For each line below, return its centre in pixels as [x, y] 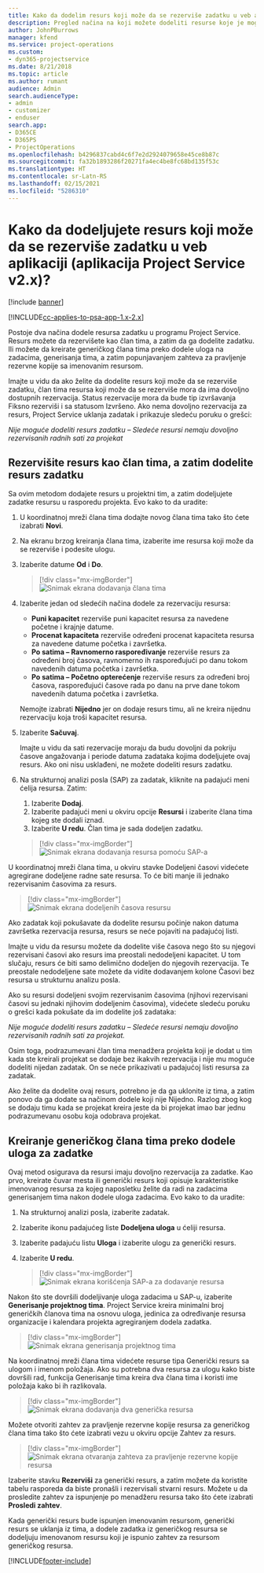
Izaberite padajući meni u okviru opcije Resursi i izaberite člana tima [142, 812]
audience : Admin [35, 88]
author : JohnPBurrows [44, 30]
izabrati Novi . [41, 526]
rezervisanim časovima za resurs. [62, 884]
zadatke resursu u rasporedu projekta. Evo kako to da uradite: [108, 502]
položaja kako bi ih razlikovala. [58, 1386]
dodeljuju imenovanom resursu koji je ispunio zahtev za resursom [114, 1538]
